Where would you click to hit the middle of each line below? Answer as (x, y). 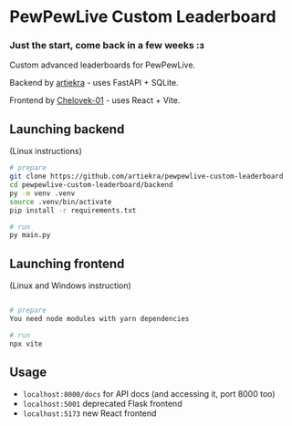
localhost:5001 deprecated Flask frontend (102, 404)
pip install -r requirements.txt (73, 210)
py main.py (30, 235)
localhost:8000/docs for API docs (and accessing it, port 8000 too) (149, 394)
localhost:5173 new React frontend (89, 413)
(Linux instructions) (46, 151)
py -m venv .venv (42, 193)
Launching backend (67, 129)
